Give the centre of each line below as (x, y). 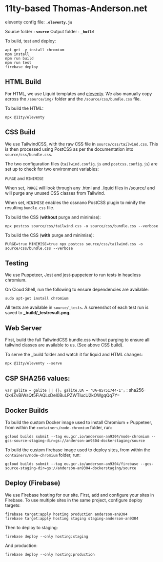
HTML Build (23, 82)
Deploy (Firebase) (33, 483)
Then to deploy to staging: (31, 527)
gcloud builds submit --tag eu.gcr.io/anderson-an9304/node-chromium (77, 436)
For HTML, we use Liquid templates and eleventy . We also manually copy (79, 94)
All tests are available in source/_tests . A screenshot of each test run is (77, 307)
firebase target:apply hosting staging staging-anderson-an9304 (72, 518)
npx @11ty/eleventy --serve (34, 363)
